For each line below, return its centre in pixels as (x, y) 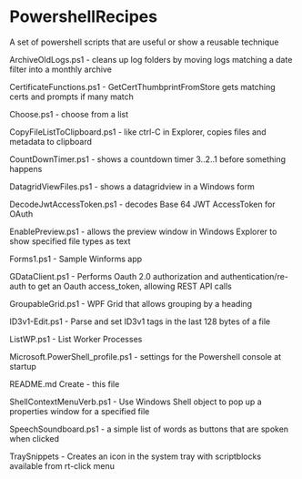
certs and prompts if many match (72, 97)
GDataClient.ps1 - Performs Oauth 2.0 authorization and (114, 276)
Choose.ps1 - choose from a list (69, 114)
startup (23, 366)
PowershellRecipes (83, 17)
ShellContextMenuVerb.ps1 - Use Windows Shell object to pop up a (136, 402)
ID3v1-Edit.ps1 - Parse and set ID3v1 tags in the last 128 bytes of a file (140, 321)
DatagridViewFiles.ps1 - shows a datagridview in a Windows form (132, 186)
